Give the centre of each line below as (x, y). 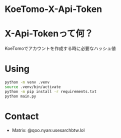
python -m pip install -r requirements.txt (51, 91)
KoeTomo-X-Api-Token (53, 9)
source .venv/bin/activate (33, 87)
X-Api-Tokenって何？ (49, 34)
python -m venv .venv (27, 82)
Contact (22, 116)
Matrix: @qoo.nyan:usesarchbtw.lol (48, 130)
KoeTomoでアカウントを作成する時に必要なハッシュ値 (60, 48)
